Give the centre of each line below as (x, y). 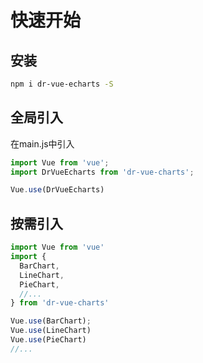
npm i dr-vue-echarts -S (62, 84)
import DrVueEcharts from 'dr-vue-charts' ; (102, 172)
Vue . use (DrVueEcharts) (57, 190)
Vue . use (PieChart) (48, 340)
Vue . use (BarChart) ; (51, 321)
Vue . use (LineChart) (51, 331)
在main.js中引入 (42, 143)
